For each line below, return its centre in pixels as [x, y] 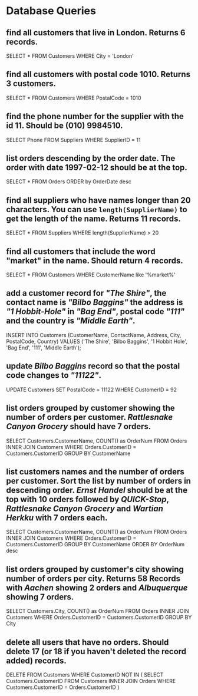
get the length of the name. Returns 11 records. [94, 218]
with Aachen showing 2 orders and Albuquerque [97, 588]
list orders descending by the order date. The [91, 158]
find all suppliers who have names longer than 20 [98, 200]
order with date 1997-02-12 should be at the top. [97, 168]
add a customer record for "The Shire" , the [86, 293]
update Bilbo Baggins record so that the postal [93, 366]
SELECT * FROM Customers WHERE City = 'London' [70, 56]
